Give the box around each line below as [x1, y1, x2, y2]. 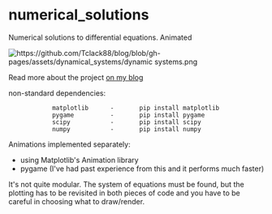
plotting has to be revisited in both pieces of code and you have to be [8, 188, 241, 198]
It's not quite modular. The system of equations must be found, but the [8, 179, 245, 189]
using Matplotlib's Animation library [19, 155, 140, 165]
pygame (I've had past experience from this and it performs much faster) [19, 164, 265, 173]
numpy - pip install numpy [51, 125, 201, 133]
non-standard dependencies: [8, 88, 106, 98]
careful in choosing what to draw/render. [8, 196, 145, 206]
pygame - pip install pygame [51, 111, 205, 119]
